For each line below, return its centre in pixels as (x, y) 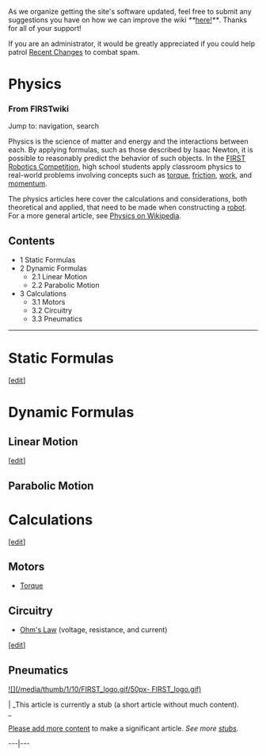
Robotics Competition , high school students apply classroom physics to (125, 167)
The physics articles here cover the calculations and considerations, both (128, 199)
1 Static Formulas (47, 260)
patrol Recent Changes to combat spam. (74, 52)
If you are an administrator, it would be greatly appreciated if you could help (132, 44)
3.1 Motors (48, 302)
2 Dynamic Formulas (53, 268)
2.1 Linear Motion (59, 277)
